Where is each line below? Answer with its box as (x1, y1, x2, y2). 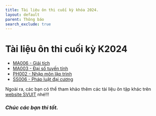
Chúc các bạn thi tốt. (5, 104, 58, 111)
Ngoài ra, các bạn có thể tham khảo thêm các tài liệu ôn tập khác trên (5, 86, 151, 92)
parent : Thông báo (5, 17, 44, 22)
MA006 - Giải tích (12, 60, 50, 66)
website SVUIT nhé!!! (5, 92, 49, 98)
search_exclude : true (5, 21, 51, 27)
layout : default (5, 12, 40, 17)
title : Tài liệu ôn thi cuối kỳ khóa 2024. (5, 7, 99, 13)
